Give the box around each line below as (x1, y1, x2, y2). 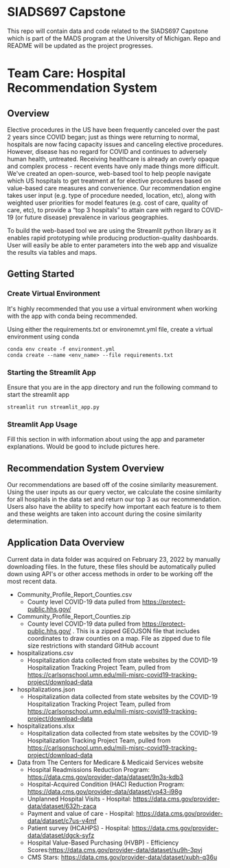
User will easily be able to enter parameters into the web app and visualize (7, 241, 218, 249)
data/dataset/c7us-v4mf (27, 816, 97, 825)
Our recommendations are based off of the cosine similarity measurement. (7, 481, 218, 489)
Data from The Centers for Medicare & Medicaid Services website (16, 758, 204, 766)
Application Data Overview (7, 537, 125, 549)
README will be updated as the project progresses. (7, 41, 153, 49)
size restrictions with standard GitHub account (27, 641, 159, 650)
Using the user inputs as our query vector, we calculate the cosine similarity (7, 488, 222, 496)
